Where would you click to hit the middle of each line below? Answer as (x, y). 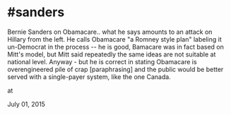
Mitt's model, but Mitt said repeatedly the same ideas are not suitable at (112, 54)
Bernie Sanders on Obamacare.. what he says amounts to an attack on (110, 32)
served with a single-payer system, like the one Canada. (89, 77)
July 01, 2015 (26, 104)
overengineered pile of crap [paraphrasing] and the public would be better (115, 69)
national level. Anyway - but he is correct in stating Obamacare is (102, 61)
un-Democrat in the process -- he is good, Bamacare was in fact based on (115, 47)
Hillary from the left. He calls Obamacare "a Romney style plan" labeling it (114, 39)
